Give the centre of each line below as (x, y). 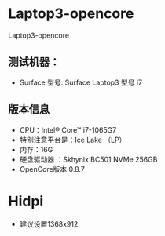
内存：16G (36, 149)
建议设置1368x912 (49, 223)
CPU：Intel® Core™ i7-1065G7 (68, 129)
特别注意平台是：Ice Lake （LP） (73, 140)
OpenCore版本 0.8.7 (52, 169)
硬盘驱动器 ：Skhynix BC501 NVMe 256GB (88, 159)
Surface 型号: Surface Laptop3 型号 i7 (81, 82)
